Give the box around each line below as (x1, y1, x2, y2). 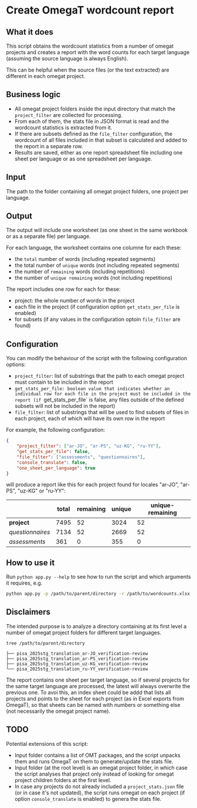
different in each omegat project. (6, 73, 86, 79)
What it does (6, 27, 54, 37)
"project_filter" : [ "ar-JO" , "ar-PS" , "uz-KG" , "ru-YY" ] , (16, 443, 161, 450)
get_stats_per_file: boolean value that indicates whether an (14, 386, 170, 392)
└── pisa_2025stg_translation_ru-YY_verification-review (6, 666, 148, 672)
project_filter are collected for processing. (14, 111, 123, 118)
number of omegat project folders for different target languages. (6, 629, 162, 636)
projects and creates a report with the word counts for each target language (6, 49, 190, 56)
